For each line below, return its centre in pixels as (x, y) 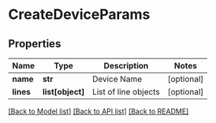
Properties (35, 44)
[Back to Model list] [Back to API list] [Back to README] (99, 111)
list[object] (63, 92)
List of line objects (126, 92)
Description (126, 66)
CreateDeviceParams (79, 15)
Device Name (117, 79)
